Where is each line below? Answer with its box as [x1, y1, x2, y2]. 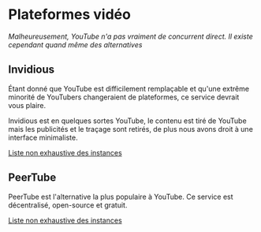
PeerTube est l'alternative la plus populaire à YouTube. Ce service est [8, 192, 234, 201]
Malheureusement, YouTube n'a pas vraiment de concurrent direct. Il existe [8, 32, 254, 41]
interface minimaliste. [8, 133, 78, 142]
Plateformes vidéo [8, 6, 132, 24]
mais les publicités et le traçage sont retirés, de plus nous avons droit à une [8, 124, 254, 133]
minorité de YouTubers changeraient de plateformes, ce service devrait [8, 92, 240, 102]
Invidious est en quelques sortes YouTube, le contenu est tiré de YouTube [8, 116, 247, 125]
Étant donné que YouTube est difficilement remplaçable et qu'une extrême [8, 84, 250, 93]
